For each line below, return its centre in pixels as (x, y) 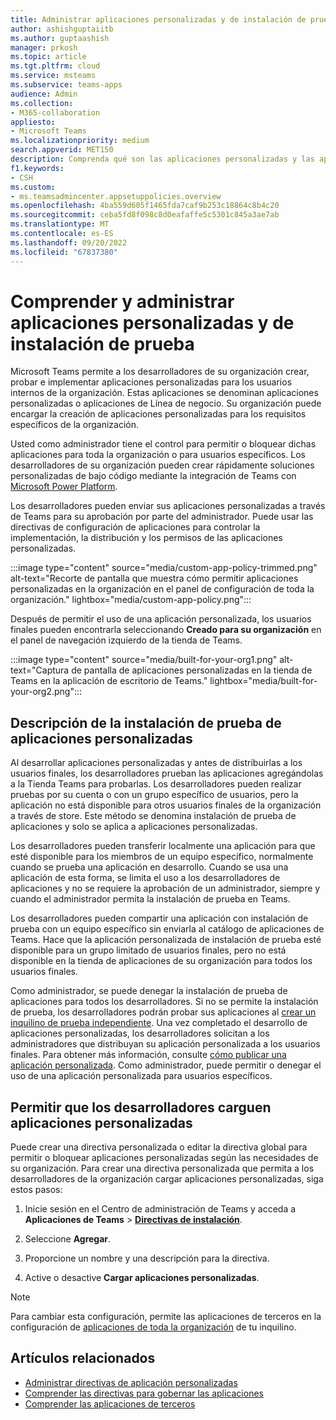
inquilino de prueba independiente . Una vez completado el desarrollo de (159, 1023)
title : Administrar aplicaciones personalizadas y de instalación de (158, 19)
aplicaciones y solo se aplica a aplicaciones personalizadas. (134, 827)
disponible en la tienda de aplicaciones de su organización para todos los (161, 961)
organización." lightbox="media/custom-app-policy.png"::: (131, 600)
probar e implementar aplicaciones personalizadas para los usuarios (151, 382)
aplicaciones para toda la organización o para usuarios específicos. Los (158, 455)
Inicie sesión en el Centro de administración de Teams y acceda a (160, 1209)
